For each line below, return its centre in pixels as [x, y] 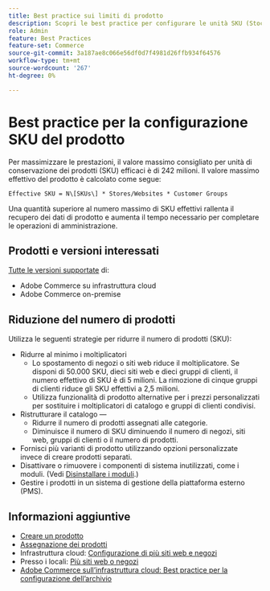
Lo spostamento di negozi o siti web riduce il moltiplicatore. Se [135, 363]
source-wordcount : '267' [50, 68]
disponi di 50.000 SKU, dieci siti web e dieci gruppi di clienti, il [135, 371]
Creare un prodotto [52, 536]
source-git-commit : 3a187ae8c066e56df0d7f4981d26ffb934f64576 [115, 53]
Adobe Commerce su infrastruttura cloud [88, 285]
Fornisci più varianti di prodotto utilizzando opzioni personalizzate [129, 449]
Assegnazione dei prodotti [63, 544]
